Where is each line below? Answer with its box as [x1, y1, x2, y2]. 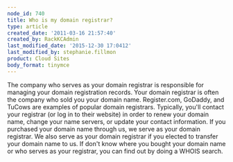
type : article [7, 23, 49, 30]
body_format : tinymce [7, 62, 70, 69]
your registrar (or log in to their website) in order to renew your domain [7, 110, 209, 118]
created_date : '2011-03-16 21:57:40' [7, 29, 116, 37]
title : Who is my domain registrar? [7, 17, 113, 24]
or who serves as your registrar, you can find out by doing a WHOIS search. [7, 147, 223, 155]
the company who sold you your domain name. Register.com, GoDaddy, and [7, 95, 225, 104]
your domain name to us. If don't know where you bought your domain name [7, 139, 226, 147]
